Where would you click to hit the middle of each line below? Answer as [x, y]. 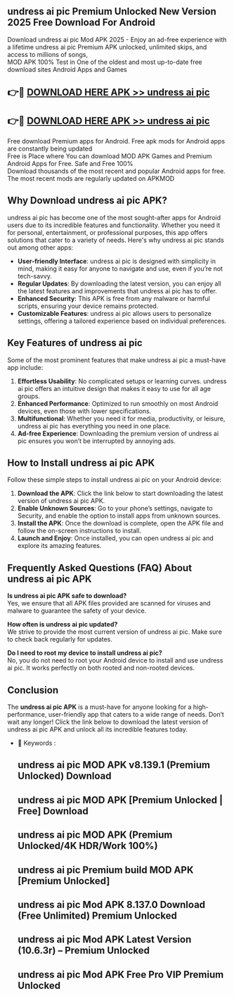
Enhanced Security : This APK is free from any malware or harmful [114, 298]
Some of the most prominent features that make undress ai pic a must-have [117, 360]
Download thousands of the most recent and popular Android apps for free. [117, 171]
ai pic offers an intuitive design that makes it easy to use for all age [114, 388]
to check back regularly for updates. [60, 639]
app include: [25, 367]
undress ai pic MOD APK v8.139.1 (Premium [114, 765]
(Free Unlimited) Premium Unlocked [97, 916]
